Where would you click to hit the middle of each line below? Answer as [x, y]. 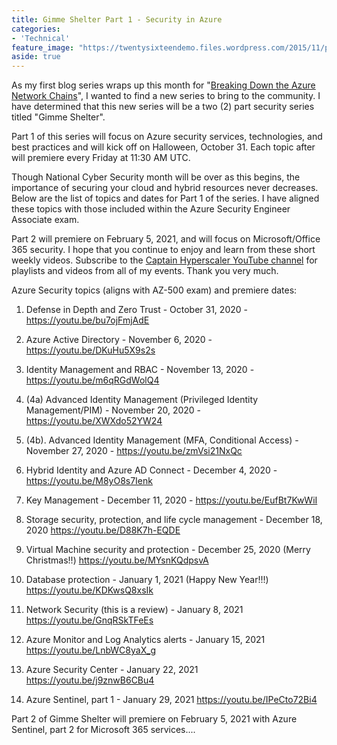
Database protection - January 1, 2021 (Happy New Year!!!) [147, 580]
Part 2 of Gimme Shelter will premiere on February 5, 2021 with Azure [154, 719]
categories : [36, 29]
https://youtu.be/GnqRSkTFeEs [89, 620]
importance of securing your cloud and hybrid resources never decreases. [165, 188]
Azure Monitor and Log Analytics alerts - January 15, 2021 [145, 640]
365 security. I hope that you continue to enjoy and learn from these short [163, 250]
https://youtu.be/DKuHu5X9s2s [90, 350]
